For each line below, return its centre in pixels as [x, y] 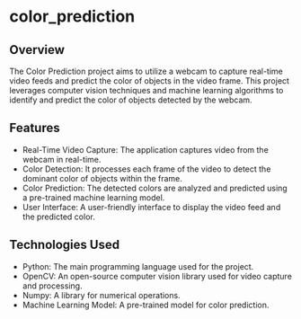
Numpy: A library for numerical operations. [102, 295]
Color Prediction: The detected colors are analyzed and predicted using [155, 188]
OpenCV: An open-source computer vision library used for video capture [157, 276]
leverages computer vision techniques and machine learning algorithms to [146, 90]
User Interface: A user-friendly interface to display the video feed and [151, 207]
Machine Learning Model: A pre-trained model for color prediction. [146, 305]
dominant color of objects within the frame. [102, 178]
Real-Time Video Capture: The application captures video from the [146, 149]
